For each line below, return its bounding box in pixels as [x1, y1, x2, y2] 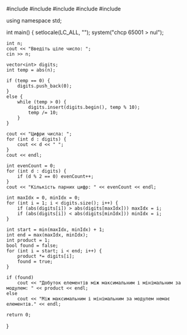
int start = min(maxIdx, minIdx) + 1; [6, 227, 105, 233]
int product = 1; [6, 237, 51, 243]
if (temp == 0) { [6, 78, 51, 84]
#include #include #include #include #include [6, 5, 121, 12]
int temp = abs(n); [6, 67, 56, 73]
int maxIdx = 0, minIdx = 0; [6, 195, 80, 201]
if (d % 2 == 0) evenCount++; [17, 173, 94, 179]
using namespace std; [6, 17, 62, 24]
